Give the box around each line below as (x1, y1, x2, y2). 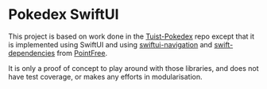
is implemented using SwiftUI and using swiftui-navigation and (8, 39, 213, 49)
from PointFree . (56, 48, 108, 57)
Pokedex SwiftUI (8, 6, 119, 24)
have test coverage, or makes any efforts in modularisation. (8, 72, 203, 81)
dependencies (8, 48, 56, 57)
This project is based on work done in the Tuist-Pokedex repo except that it (8, 32, 255, 41)
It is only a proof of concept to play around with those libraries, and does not (8, 63, 259, 72)
